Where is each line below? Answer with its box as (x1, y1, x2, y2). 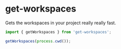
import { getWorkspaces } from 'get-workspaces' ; (5, 29, 112, 34)
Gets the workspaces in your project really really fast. (5, 20, 116, 26)
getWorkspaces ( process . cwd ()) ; (5, 38, 71, 43)
